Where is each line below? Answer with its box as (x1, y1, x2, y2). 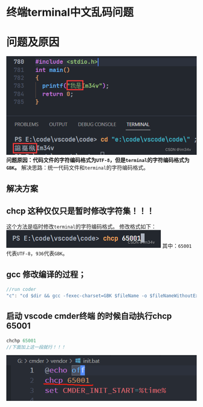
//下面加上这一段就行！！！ (6, 344, 66, 350)
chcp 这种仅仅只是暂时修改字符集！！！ (6, 206, 155, 216)
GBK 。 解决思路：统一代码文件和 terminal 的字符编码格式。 (6, 164, 149, 171)
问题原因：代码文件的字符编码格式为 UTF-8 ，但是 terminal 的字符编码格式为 (6, 157, 190, 164)
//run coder (6, 287, 36, 293)
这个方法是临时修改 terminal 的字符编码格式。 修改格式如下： (6, 223, 157, 230)
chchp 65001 (6, 337, 36, 344)
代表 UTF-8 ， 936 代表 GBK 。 (6, 250, 68, 257)
